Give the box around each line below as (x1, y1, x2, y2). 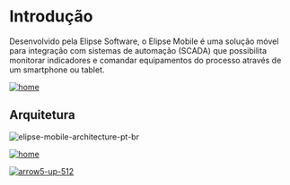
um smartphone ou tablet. (9, 64, 105, 75)
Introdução (9, 6, 93, 27)
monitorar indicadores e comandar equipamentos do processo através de (9, 55, 282, 65)
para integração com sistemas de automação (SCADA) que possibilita (9, 45, 268, 55)
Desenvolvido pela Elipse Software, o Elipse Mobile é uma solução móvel (9, 36, 279, 46)
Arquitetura (9, 107, 75, 122)
